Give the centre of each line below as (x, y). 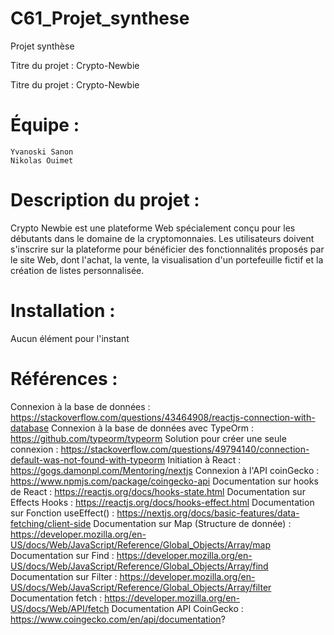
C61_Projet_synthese (100, 18)
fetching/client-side (51, 523)
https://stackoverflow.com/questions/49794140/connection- (185, 449)
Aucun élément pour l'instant (70, 338)
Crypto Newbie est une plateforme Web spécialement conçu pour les (153, 228)
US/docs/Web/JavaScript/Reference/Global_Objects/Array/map (140, 544)
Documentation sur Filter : (64, 576)
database (30, 428)
